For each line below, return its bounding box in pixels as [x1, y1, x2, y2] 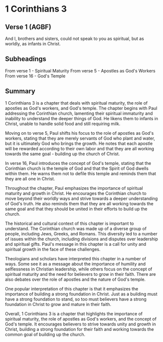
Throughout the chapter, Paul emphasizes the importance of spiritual [5, 185, 143, 191]
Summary [5, 87, 36, 95]
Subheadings [5, 55, 47, 63]
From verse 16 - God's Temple [5, 73, 66, 79]
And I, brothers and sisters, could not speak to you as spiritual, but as [5, 36, 145, 41]
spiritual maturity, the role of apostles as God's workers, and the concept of [5, 316, 157, 322]
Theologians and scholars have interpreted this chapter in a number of [5, 255, 146, 261]
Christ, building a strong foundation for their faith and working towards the [5, 326, 154, 332]
